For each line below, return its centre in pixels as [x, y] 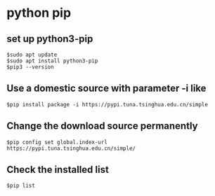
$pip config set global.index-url [57, 142]
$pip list [21, 186]
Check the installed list [58, 170]
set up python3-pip [50, 39]
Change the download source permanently [102, 126]
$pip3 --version [30, 67]
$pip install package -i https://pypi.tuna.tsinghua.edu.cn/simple [107, 104]
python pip [39, 13]
